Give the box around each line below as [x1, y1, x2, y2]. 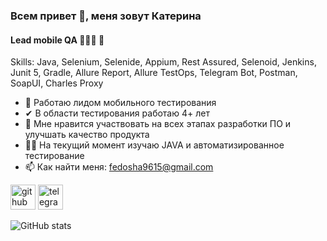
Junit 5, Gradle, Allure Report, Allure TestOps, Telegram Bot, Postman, [10, 67, 298, 79]
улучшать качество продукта [24, 129, 150, 141]
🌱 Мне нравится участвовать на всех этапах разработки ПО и [24, 118, 292, 130]
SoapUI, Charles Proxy [10, 77, 104, 89]
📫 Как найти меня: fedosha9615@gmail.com [24, 161, 214, 173]
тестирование [24, 150, 85, 162]
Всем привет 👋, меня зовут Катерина [10, 9, 202, 23]
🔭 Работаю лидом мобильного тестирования [24, 97, 217, 109]
